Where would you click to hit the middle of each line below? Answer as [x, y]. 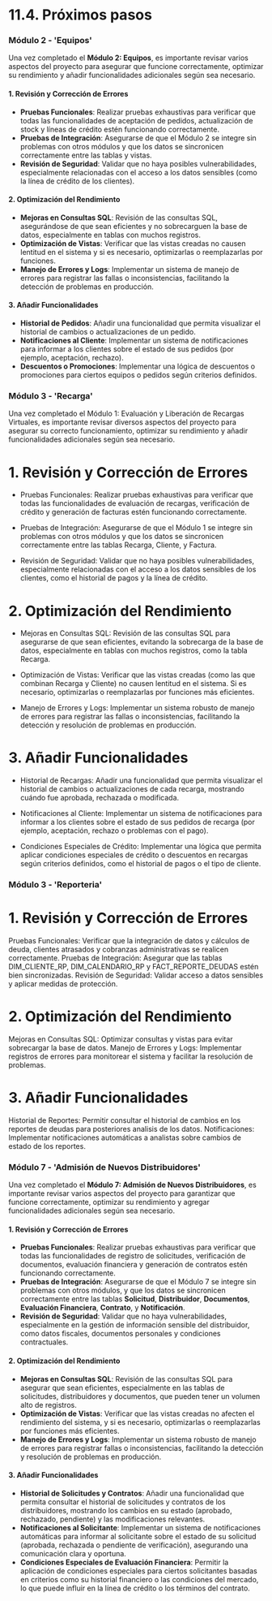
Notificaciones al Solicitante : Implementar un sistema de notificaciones [140, 1527]
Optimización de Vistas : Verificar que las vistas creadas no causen [133, 243]
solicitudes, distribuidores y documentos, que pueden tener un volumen [140, 1396]
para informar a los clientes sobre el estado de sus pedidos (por [127, 349]
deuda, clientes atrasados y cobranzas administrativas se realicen [119, 949]
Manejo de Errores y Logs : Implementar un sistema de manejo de [130, 269]
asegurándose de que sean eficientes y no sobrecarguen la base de [134, 226]
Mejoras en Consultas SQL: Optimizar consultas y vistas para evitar [121, 1039]
